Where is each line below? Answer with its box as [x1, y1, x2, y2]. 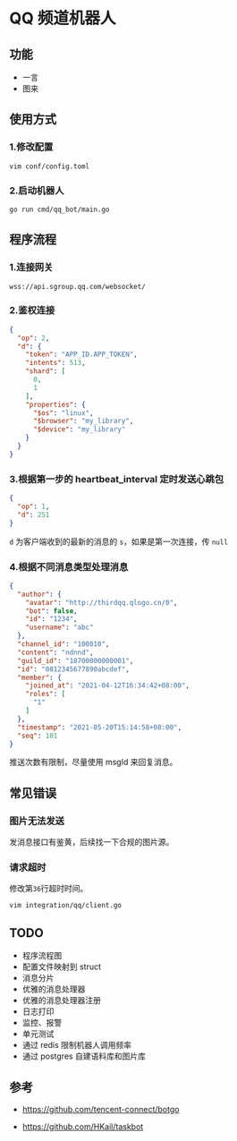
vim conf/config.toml [9, 162, 90, 171]
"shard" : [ [25, 367, 66, 376]
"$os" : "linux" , [32, 408, 94, 417]
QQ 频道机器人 [9, 8, 116, 29]
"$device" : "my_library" [32, 425, 126, 434]
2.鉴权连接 [9, 304, 55, 317]
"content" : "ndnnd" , [17, 648, 94, 657]
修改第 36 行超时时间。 [9, 883, 89, 894]
